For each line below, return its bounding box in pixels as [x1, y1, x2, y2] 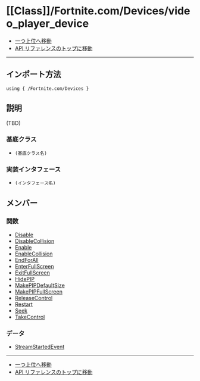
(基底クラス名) [14, 150, 48, 156]
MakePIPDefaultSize [14, 282, 65, 289]
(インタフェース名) [14, 180, 56, 186]
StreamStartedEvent [14, 343, 65, 351]
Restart [14, 301, 33, 308]
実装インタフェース [6, 165, 61, 173]
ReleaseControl [14, 294, 53, 301]
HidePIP [14, 275, 35, 282]
